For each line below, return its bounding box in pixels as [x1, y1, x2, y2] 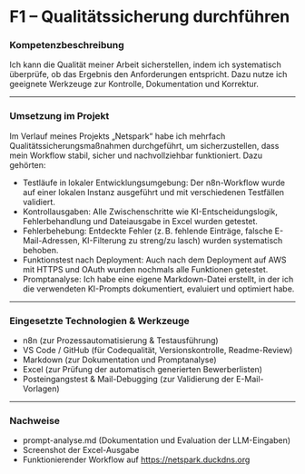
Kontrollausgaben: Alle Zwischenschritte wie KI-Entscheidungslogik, [22, 206, 279, 217]
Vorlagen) [22, 383, 61, 394]
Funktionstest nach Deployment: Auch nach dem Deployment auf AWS [22, 254, 287, 265]
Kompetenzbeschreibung [9, 39, 124, 52]
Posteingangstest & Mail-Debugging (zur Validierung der [22, 374, 234, 385]
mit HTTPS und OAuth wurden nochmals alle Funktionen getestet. [22, 263, 269, 274]
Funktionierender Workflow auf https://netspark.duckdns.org [22, 454, 251, 465]
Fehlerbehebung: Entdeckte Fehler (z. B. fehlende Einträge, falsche [22, 225, 273, 236]
